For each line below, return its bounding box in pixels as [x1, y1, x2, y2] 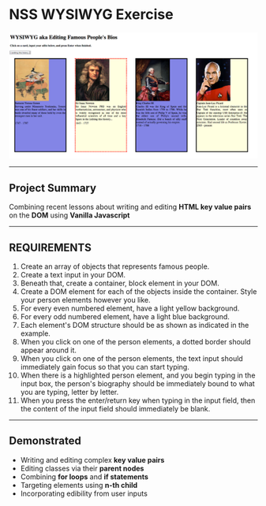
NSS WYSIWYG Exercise [9, 6, 174, 24]
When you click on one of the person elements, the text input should [20, 353, 243, 363]
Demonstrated [9, 434, 81, 448]
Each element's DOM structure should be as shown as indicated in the [20, 320, 249, 329]
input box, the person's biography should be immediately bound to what [20, 378, 255, 388]
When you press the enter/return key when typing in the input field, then [20, 396, 256, 405]
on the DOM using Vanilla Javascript [9, 210, 130, 220]
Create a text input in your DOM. [20, 270, 126, 279]
